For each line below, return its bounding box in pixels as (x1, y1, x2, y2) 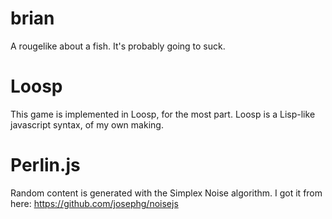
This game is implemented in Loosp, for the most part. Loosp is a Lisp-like (10, 108, 316, 120)
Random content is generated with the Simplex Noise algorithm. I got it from (10, 187, 323, 199)
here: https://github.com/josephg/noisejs (10, 197, 179, 209)
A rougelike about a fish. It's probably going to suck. (10, 40, 226, 52)
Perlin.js (10, 154, 81, 177)
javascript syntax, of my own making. (10, 118, 164, 131)
